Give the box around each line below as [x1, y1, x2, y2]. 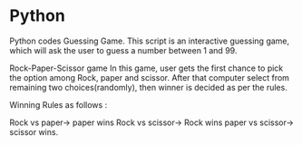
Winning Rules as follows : [9, 99, 108, 110]
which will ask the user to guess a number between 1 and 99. [9, 44, 238, 55]
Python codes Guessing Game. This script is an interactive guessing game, [9, 35, 290, 46]
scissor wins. [9, 126, 59, 137]
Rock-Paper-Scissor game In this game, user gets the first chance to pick [9, 63, 284, 73]
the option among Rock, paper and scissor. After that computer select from [9, 72, 290, 82]
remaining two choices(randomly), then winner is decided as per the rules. [9, 82, 287, 92]
